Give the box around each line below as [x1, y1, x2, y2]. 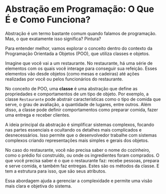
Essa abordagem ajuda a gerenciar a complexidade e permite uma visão [5, 178, 153, 184]
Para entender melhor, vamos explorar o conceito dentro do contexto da [5, 45, 153, 51]
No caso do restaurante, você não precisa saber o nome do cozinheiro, [5, 147, 151, 153]
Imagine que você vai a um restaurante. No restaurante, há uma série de [5, 60, 153, 66]
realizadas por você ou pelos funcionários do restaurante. [5, 76, 123, 82]
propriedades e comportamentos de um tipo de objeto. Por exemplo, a [5, 91, 149, 97]
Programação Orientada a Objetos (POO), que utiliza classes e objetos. [5, 51, 150, 57]
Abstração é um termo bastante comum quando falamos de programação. [5, 30, 157, 36]
